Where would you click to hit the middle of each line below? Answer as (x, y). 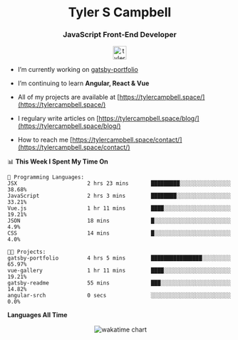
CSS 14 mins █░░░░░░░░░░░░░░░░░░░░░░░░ (119, 233)
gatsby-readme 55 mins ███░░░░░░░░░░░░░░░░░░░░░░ (119, 283)
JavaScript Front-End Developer (120, 35)
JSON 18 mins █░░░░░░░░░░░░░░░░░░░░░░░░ (119, 221)
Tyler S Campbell (120, 12)
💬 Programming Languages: (46, 177)
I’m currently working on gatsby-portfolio (78, 70)
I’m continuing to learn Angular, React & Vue (83, 83)
